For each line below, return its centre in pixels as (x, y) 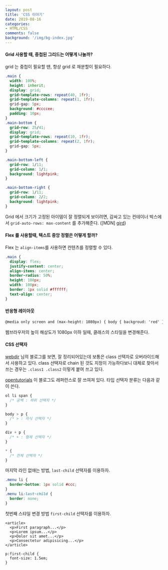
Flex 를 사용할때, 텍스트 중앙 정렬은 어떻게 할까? (51, 235)
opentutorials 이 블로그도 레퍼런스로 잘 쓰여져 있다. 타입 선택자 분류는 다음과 (80, 380)
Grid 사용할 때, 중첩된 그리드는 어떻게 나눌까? (49, 54)
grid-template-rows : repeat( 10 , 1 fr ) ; (50, 137)
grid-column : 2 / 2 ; (29, 197)
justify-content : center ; (37, 266)
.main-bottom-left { (27, 160)
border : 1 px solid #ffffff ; (39, 290)
